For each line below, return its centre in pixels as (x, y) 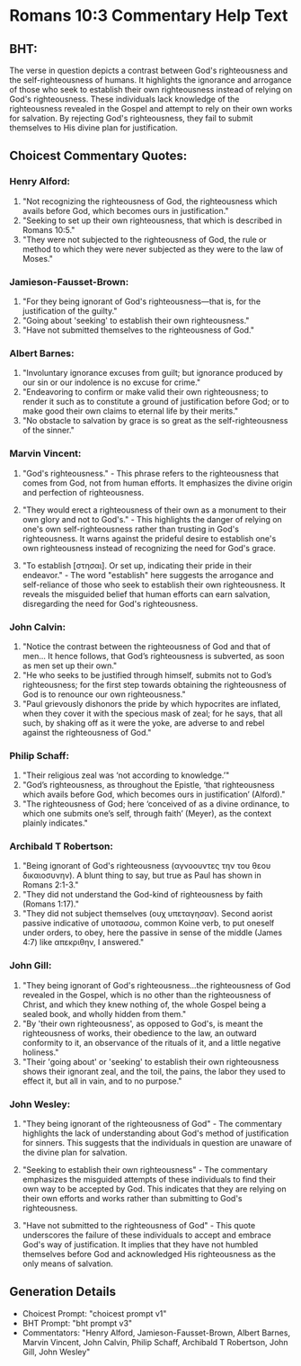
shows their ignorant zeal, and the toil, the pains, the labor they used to (154, 1071)
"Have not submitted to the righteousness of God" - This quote (139, 1226)
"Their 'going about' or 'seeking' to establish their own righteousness (150, 1061)
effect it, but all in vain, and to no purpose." (102, 1081)
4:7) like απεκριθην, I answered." (83, 942)
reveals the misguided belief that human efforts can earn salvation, (146, 594)
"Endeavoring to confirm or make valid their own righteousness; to (145, 392)
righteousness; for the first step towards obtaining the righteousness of (155, 684)
